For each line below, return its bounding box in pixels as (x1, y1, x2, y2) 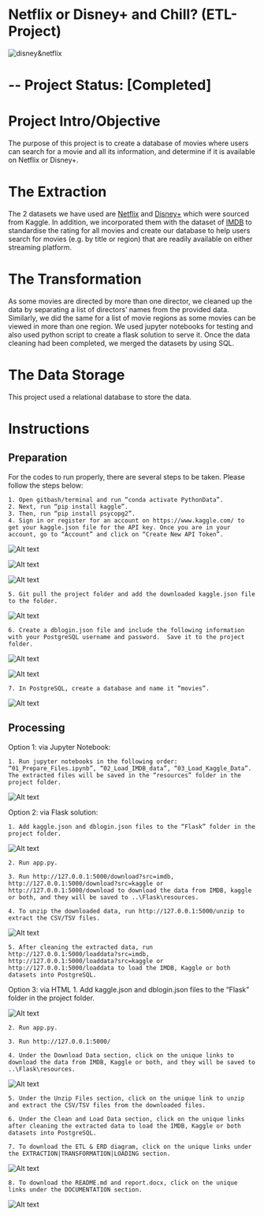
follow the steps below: (8, 480, 84, 490)
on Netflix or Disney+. (8, 156, 79, 165)
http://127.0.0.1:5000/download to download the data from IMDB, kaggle (8, 887, 252, 894)
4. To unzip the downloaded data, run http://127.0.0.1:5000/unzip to (8, 907, 245, 915)
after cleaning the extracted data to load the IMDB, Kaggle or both (8, 1122, 242, 1130)
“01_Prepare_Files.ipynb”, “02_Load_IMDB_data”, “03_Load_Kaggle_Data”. (8, 764, 252, 772)
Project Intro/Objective (8, 112, 161, 130)
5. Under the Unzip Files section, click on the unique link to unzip (8, 1094, 245, 1102)
